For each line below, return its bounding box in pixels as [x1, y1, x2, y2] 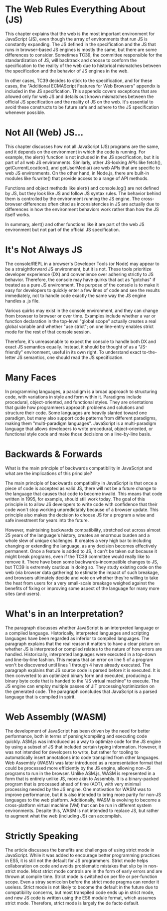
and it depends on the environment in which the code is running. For [5, 148, 146, 154]
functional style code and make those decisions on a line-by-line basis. [5, 431, 152, 437]
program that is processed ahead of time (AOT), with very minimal [5, 781, 141, 787]
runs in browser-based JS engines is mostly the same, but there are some [5, 46, 157, 52]
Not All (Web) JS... [5, 127, 84, 138]
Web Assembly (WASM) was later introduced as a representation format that [5, 759, 163, 765]
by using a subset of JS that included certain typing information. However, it [5, 743, 162, 749]
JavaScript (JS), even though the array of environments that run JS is [5, 36, 148, 42]
